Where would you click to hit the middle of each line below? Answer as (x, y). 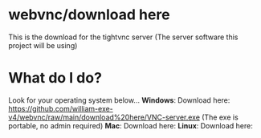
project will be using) (43, 45)
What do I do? (55, 78)
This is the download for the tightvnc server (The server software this (123, 37)
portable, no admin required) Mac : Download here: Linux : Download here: (130, 125)
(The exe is (220, 117)
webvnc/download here (89, 15)
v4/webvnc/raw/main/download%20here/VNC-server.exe (104, 117)
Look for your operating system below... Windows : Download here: (119, 100)
